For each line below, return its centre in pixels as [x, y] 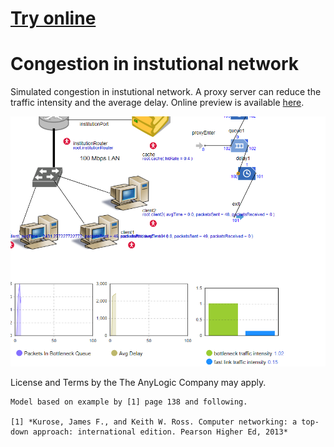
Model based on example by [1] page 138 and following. [129, 402]
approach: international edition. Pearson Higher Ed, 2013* [160, 432]
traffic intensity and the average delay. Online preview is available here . [157, 103]
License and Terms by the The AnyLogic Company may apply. [138, 382]
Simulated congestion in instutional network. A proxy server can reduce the [166, 92]
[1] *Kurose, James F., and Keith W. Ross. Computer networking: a [154, 422]
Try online [53, 18]
